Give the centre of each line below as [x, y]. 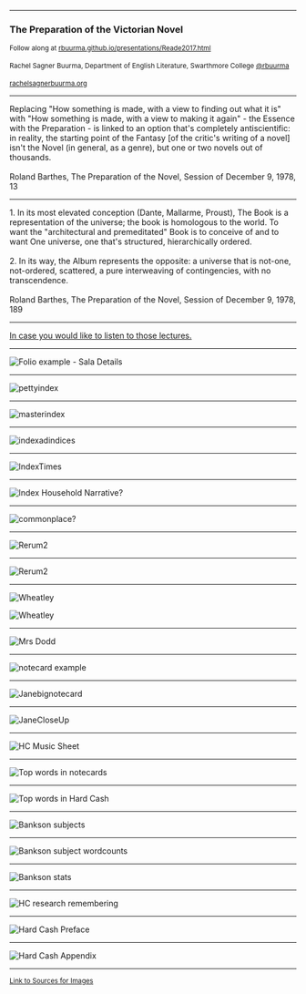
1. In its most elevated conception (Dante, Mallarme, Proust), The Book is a [149, 213]
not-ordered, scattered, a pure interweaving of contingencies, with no [140, 271]
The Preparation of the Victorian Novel [97, 29]
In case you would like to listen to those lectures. [101, 336]
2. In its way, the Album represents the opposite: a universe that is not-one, [150, 261]
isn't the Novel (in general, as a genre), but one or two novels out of [136, 148]
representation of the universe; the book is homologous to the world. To [144, 222]
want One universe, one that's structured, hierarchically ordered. [131, 241]
